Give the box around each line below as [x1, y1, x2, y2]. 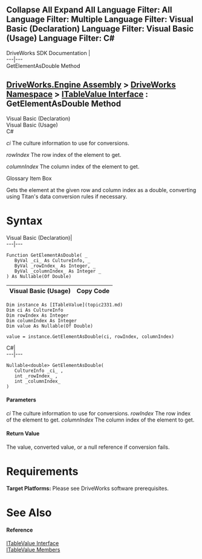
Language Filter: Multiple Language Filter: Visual [6, 15, 194, 25]
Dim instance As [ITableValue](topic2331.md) [6, 302, 123, 308]
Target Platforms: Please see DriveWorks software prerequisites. [6, 485, 169, 492]
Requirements [6, 465, 79, 478]
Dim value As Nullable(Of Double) [6, 323, 94, 329]
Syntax [6, 214, 43, 228]
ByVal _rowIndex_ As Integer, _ [14, 263, 96, 269]
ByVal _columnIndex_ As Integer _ [14, 268, 102, 274]
